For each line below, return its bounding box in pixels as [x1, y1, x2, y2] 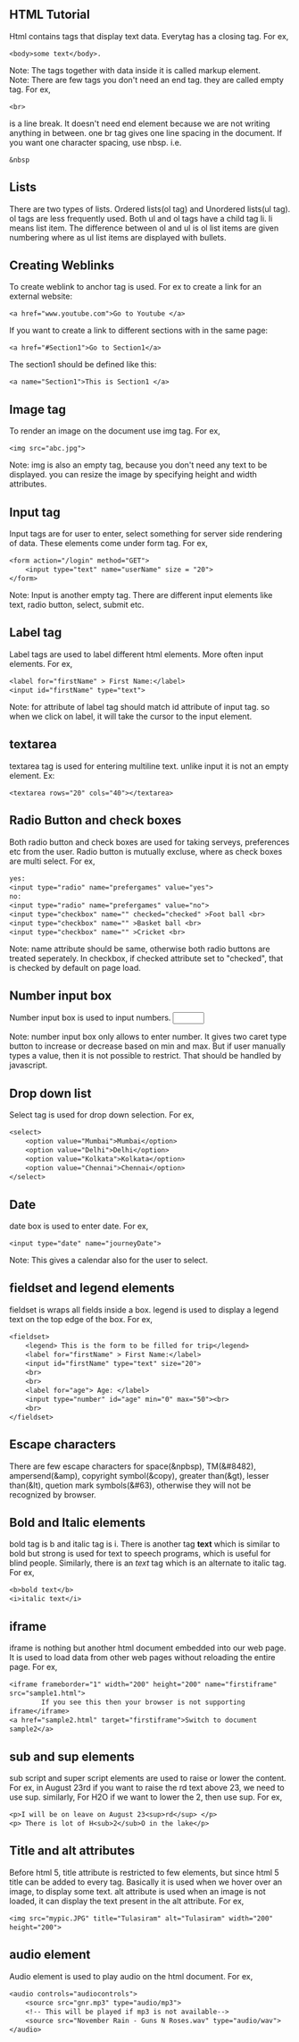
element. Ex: [9, 770, 55, 781]
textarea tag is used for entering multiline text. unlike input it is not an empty [9, 760, 289, 772]
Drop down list [9, 1085, 92, 1101]
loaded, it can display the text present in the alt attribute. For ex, [9, 1895, 245, 1906]
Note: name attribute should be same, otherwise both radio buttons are [9, 943, 270, 954]
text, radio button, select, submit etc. [9, 599, 145, 611]
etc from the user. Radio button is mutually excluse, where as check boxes [9, 846, 283, 856]
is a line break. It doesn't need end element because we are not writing [9, 118, 270, 129]
